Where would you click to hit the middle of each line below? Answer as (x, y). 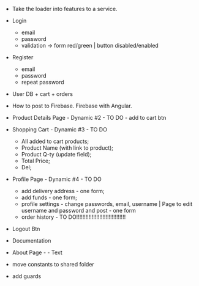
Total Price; (36, 161)
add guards (27, 276)
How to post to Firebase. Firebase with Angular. (72, 106)
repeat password (43, 82)
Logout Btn (26, 229)
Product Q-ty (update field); (56, 154)
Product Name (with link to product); (67, 148)
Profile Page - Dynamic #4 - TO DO (57, 179)
